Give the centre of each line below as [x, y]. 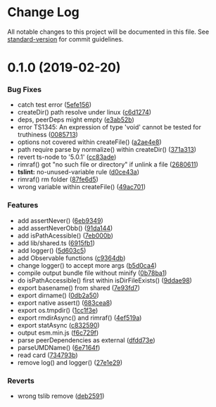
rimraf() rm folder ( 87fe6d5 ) [58, 179]
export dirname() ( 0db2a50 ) [58, 295]
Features [23, 205]
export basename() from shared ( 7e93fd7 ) [79, 288]
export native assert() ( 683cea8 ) [65, 302]
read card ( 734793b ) [48, 355]
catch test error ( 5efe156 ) [55, 105]
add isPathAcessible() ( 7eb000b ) [65, 235]
